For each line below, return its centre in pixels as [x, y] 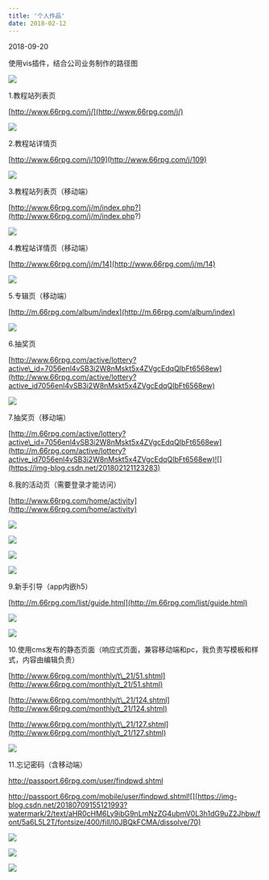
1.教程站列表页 [32, 95]
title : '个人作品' [37, 16]
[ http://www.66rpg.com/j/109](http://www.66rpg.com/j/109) [108, 159]
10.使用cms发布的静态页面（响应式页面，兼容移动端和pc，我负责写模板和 [130, 649]
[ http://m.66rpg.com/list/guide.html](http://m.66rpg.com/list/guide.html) [128, 602]
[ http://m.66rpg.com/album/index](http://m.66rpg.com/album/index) [122, 312]
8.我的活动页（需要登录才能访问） [64, 484]
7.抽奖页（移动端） [39, 417]
